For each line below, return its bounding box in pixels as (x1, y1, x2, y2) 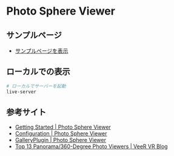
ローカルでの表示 (6, 67, 70, 77)
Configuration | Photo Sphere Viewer (15, 130, 107, 137)
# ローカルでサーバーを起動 (6, 83, 66, 89)
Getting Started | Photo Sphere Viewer (15, 123, 111, 131)
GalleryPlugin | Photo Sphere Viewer (15, 137, 106, 144)
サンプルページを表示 (15, 47, 69, 54)
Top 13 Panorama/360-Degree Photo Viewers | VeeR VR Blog (15, 143, 168, 150)
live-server (6, 89, 36, 95)
